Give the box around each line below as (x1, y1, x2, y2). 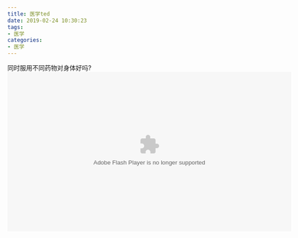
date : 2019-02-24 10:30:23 (7, 17, 87, 24)
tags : (7, 23, 23, 30)
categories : (7, 37, 43, 44)
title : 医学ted (7, 10, 50, 18)
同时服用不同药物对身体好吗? (7, 64, 92, 72)
